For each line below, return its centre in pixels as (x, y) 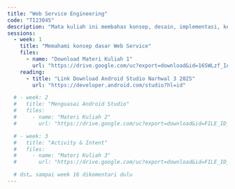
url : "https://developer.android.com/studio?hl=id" (109, 85)
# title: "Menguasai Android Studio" (72, 104)
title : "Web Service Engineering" (58, 14)
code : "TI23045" (31, 20)
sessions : (22, 33)
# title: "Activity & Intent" (61, 143)
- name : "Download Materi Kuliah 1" (79, 59)
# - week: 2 (31, 98)
